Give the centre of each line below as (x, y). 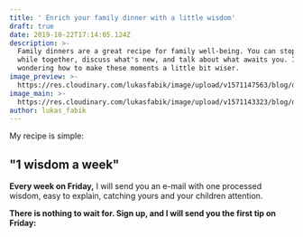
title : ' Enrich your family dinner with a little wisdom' (123, 18)
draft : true (32, 26)
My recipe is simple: (46, 136)
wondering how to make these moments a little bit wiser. (129, 69)
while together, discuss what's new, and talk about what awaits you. (153, 60)
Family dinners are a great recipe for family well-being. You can (147, 52)
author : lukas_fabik (48, 110)
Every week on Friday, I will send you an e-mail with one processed (136, 186)
